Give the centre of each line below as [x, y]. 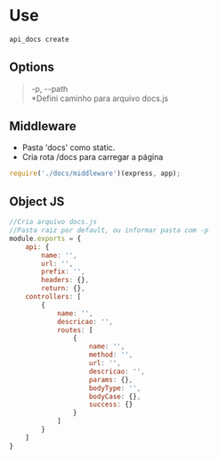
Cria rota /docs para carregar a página [93, 157]
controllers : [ [53, 296]
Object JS [37, 201]
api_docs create [39, 39]
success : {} [111, 405]
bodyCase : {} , [115, 396]
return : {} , [64, 288]
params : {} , [111, 380]
